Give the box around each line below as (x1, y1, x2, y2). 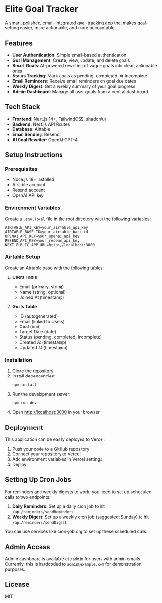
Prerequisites (5, 165, 38, 172)
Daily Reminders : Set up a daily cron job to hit (12, 503, 105, 509)
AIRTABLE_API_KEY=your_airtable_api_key (5, 225, 89, 230)
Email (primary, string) (19, 283, 64, 290)
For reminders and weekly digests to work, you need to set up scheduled (5, 489, 152, 495)
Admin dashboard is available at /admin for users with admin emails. (5, 555, 142, 562)
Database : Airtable (12, 126, 50, 132)
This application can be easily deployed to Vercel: (5, 436, 105, 442)
